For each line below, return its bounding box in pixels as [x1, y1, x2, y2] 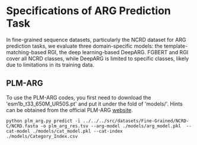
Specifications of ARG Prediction [6, 4, 172, 18]
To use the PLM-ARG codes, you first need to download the [6, 94, 151, 101]
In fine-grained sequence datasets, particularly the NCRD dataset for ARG [6, 36, 186, 43]
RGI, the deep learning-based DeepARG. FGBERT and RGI [47, 48, 189, 55]
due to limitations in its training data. [6, 61, 95, 68]
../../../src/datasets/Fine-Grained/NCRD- [82, 118, 189, 124]
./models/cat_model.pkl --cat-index [32, 128, 123, 134]
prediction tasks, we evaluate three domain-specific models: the [6, 42, 163, 50]
